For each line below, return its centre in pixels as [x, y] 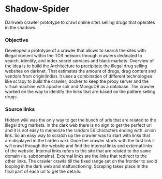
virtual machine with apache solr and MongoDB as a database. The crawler [80, 87]
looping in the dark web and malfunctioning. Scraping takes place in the [77, 166]
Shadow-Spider [37, 9]
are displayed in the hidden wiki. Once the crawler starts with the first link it [80, 140]
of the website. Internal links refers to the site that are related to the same [78, 150]
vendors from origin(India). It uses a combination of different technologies [79, 76]
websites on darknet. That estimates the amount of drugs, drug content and [81, 71]
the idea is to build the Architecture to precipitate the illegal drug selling [76, 66]
